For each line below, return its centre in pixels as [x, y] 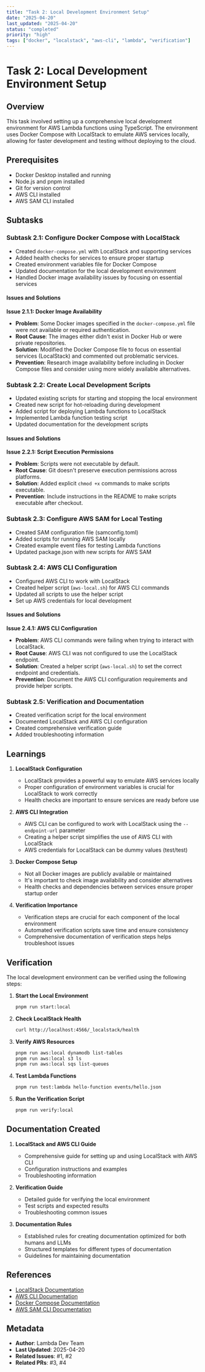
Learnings [26, 754]
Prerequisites [33, 160]
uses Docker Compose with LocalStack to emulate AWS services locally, [98, 134]
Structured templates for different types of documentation [98, 1249]
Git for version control [43, 188]
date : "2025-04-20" [31, 18]
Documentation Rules [44, 1224]
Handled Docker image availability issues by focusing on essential [99, 277]
